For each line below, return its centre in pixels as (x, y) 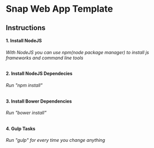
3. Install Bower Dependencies (39, 101)
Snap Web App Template (59, 9)
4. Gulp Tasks (20, 129)
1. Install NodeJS (24, 41)
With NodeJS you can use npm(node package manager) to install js (78, 52)
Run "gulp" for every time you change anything (56, 140)
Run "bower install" (26, 113)
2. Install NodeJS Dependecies (39, 73)
